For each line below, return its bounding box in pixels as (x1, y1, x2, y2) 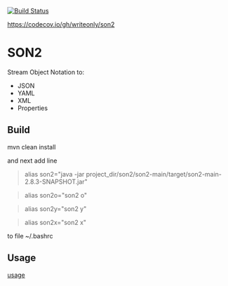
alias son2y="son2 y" (24, 204, 87, 213)
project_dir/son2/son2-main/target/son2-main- (86, 170, 222, 178)
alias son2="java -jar (24, 170, 85, 178)
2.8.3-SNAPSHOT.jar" (24, 177, 88, 186)
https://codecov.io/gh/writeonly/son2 (7, 20, 115, 28)
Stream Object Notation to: (7, 67, 85, 76)
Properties (17, 104, 48, 112)
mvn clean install (7, 142, 56, 151)
